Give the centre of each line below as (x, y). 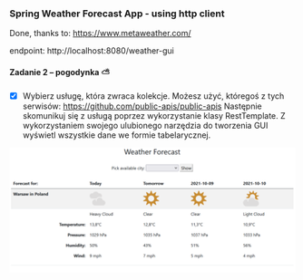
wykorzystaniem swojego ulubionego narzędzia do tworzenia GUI (145, 125)
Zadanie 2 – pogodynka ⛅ (60, 72)
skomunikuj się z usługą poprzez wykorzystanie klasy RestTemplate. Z (154, 115)
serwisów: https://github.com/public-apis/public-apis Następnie (142, 106)
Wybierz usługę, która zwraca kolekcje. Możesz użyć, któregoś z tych (153, 96)
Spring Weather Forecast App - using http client (117, 14)
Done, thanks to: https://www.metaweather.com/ (101, 34)
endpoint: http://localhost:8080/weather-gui (92, 51)
